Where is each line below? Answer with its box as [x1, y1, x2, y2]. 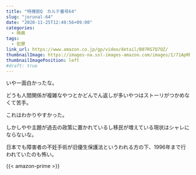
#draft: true [6, 62, 38, 69]
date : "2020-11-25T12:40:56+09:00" [6, 19, 93, 25]
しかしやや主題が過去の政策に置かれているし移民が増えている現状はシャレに [6, 124, 190, 131]
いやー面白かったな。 [6, 79, 57, 86]
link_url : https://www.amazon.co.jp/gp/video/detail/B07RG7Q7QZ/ [6, 47, 168, 52]
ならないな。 [6, 131, 37, 138]
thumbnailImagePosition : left [6, 57, 80, 63]
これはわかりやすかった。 [6, 111, 68, 118]
